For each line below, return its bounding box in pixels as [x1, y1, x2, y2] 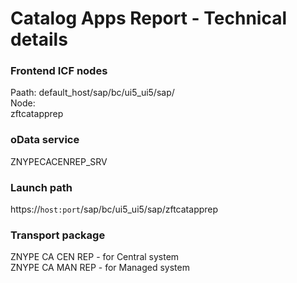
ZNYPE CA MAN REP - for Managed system [10, 262, 190, 274]
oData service [10, 133, 80, 147]
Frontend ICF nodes [10, 64, 108, 78]
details [10, 28, 68, 51]
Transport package [10, 228, 106, 242]
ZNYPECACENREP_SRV [10, 155, 108, 167]
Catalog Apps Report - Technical [10, 7, 288, 30]
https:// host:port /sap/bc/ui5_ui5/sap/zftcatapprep [10, 203, 219, 216]
